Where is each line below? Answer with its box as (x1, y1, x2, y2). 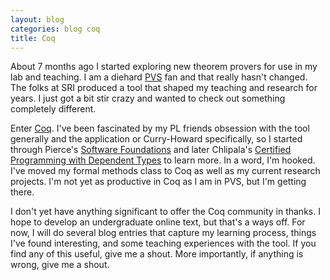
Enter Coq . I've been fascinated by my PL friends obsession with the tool (10, 122, 310, 135)
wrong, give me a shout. (10, 259, 110, 271)
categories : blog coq (10, 24, 101, 34)
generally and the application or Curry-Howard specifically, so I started (10, 133, 303, 145)
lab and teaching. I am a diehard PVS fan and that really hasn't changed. (10, 71, 308, 83)
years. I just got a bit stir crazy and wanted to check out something (10, 92, 286, 105)
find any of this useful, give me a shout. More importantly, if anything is (10, 248, 304, 260)
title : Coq (10, 33, 56, 43)
